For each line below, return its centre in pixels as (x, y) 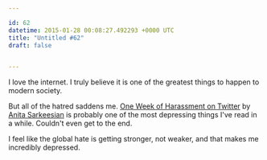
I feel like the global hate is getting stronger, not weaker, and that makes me (133, 139)
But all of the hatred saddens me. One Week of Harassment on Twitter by (129, 106)
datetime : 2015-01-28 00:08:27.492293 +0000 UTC (91, 30)
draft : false (30, 45)
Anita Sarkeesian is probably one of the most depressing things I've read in (133, 115)
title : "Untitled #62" (46, 38)
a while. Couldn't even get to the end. (70, 123)
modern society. (35, 91)
